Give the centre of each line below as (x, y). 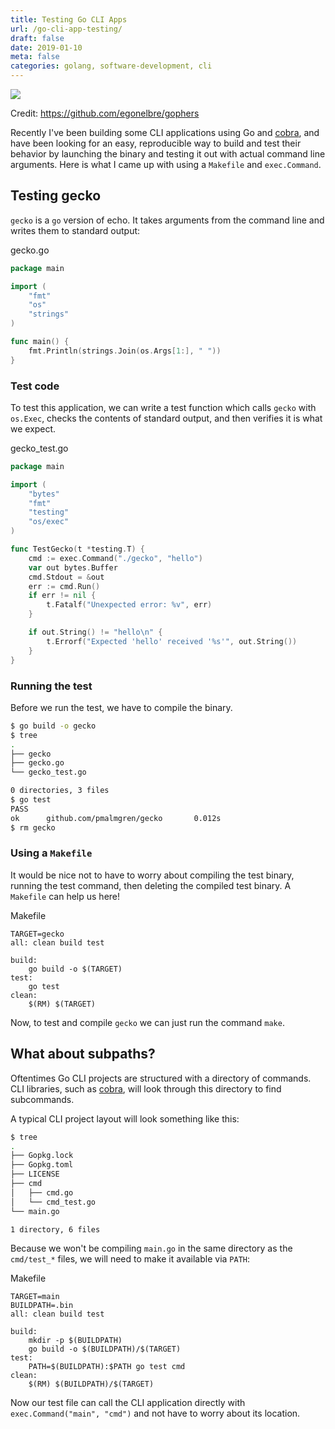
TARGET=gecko (37, 934)
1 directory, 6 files (55, 1229)
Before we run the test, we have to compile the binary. (121, 707)
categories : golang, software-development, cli (111, 66)
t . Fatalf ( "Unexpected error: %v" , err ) (129, 605)
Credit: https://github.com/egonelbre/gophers (105, 113)
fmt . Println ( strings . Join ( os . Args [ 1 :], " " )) (125, 351)
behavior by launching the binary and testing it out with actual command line (168, 154)
